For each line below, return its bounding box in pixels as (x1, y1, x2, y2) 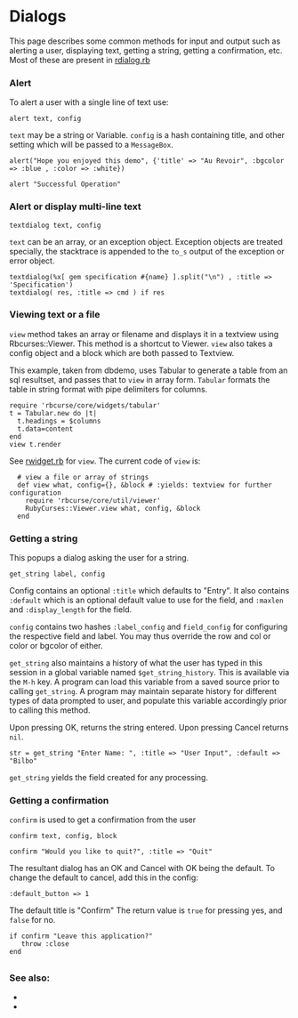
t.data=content (17, 424, 74, 433)
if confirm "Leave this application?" (9, 932, 153, 941)
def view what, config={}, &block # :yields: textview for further (17, 481, 273, 489)
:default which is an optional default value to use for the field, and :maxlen (9, 594, 284, 606)
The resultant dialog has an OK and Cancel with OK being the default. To (9, 863, 276, 874)
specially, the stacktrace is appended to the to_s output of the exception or (9, 246, 285, 256)
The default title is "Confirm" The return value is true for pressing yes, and (9, 905, 283, 916)
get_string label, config (9, 570, 105, 579)
